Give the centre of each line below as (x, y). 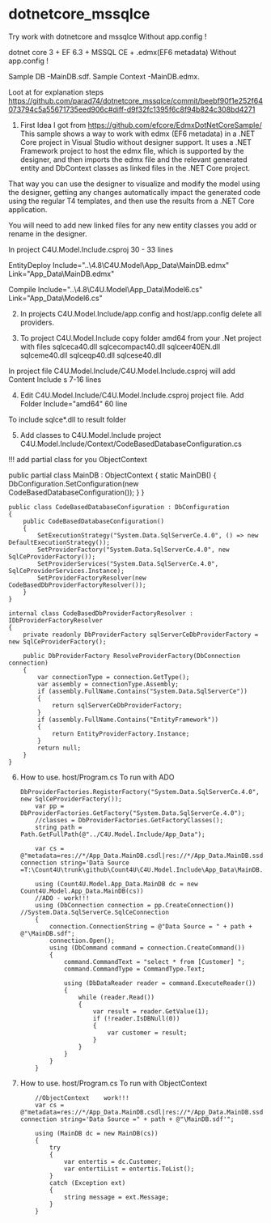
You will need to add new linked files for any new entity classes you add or (133, 225)
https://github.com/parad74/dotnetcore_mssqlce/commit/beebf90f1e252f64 (135, 100)
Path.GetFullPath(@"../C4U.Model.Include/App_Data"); (112, 834)
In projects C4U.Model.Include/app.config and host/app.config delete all (141, 313)
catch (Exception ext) (88, 1183)
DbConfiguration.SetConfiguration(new (74, 483)
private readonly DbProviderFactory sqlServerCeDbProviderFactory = (141, 635)
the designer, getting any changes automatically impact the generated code (135, 192)
